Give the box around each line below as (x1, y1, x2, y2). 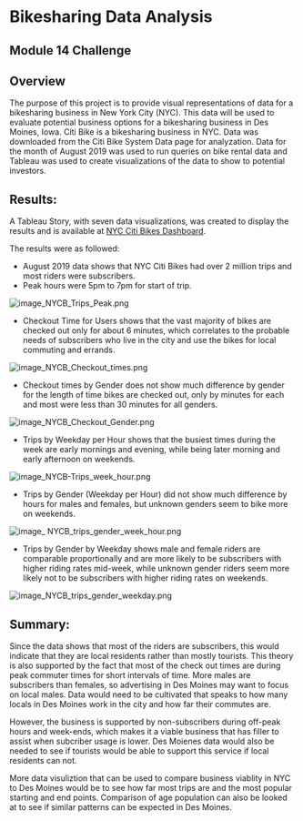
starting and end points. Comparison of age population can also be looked (9, 792, 288, 803)
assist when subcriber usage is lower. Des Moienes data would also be (9, 735, 275, 747)
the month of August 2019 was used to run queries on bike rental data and (9, 146, 288, 157)
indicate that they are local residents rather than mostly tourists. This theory (9, 651, 294, 662)
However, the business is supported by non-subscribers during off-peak (9, 716, 281, 727)
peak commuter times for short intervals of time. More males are (9, 670, 251, 681)
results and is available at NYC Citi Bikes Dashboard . (9, 226, 207, 237)
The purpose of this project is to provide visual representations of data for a (9, 97, 294, 108)
